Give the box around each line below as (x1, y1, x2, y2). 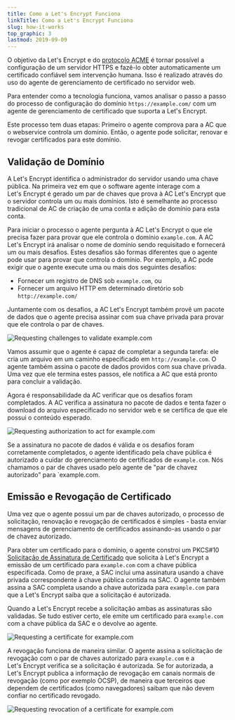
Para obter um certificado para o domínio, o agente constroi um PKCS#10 (7, 545, 220, 554)
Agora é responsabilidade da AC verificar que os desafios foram (7, 391, 193, 399)
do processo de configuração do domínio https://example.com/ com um (7, 99, 217, 108)
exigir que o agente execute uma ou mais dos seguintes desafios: (7, 263, 197, 271)
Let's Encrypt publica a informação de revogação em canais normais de (7, 669, 215, 677)
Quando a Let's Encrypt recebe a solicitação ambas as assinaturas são (7, 604, 213, 612)
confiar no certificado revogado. (7, 691, 101, 700)
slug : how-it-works (7, 23, 65, 30)
